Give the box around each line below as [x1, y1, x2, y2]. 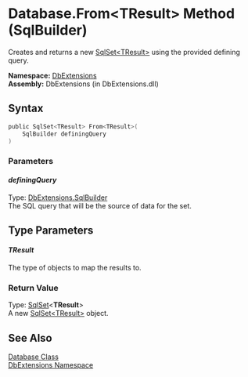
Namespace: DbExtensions [8, 71, 97, 80]
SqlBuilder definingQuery [22, 130, 107, 138]
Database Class [8, 352, 59, 361]
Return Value [8, 283, 59, 294]
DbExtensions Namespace [8, 361, 94, 370]
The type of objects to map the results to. [8, 263, 142, 273]
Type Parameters [8, 223, 94, 237]
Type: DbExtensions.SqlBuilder [8, 193, 108, 202]
